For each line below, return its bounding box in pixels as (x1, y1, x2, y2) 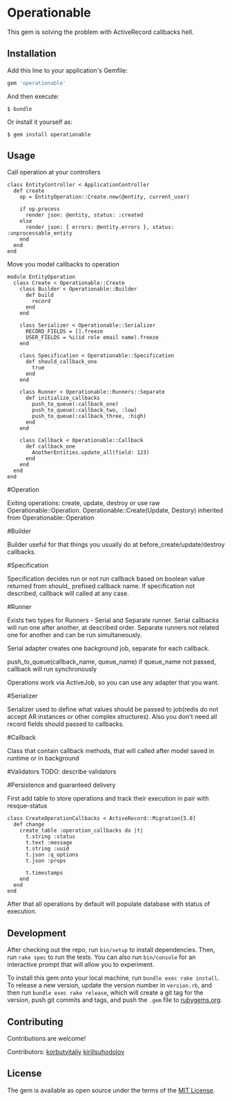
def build (25, 292, 54, 299)
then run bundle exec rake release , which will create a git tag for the (7, 988, 204, 997)
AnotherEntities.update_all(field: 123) (32, 449, 150, 456)
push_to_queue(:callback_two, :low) (32, 407, 137, 414)
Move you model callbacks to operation (7, 260, 119, 269)
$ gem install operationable (7, 131, 91, 138)
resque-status (7, 801, 48, 810)
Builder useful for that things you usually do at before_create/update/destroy (7, 540, 225, 549)
